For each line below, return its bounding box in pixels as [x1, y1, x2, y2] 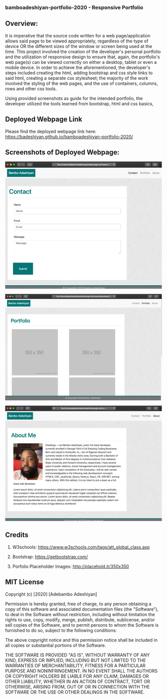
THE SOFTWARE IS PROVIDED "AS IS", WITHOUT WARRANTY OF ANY [5, 652, 150, 658]
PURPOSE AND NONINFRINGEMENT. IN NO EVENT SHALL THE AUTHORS [5, 668, 158, 674]
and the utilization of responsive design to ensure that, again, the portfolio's [5, 54, 160, 60]
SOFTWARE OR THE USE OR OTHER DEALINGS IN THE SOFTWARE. [5, 689, 145, 695]
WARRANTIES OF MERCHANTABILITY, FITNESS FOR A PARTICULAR [5, 663, 146, 669]
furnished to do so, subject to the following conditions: [5, 627, 117, 633]
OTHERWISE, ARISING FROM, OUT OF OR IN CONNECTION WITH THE [5, 684, 150, 690]
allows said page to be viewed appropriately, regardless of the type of [5, 38, 149, 44]
